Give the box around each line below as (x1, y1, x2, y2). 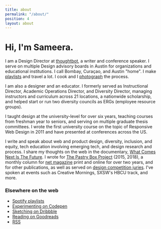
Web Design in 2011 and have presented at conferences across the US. (5, 129, 148, 135)
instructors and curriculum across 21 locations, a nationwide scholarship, (5, 93, 152, 99)
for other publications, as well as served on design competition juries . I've (5, 164, 154, 170)
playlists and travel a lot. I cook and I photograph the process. (5, 74, 129, 80)
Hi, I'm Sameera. (5, 42, 74, 53)
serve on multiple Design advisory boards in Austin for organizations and (5, 63, 152, 69)
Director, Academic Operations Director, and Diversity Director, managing (5, 89, 152, 94)
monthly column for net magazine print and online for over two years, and (5, 160, 153, 165)
